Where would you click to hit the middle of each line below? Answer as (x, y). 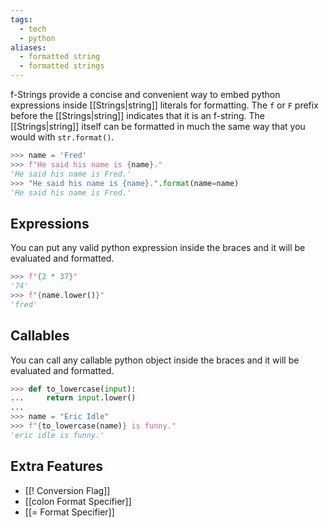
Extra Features (57, 466)
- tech (33, 29)
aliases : (28, 47)
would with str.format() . (62, 137)
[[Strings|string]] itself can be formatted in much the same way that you (158, 126)
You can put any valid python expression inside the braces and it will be (158, 248)
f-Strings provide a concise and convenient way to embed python (145, 94)
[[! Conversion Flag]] (67, 490)
